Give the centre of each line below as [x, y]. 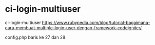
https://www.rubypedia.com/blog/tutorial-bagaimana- [96, 22]
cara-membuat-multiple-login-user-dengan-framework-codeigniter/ [74, 27]
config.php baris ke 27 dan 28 [35, 37]
